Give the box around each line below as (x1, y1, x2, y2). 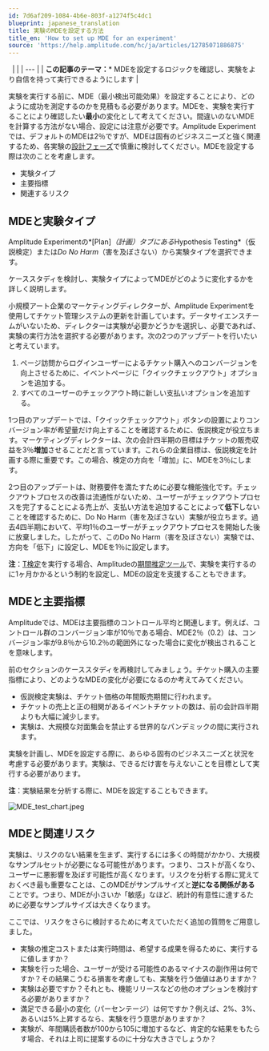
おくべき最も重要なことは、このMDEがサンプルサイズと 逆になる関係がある (8, 880, 255, 889)
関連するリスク (19, 189, 70, 199)
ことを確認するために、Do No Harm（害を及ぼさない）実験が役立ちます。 (8, 511, 252, 521)
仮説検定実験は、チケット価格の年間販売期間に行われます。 (19, 692, 216, 701)
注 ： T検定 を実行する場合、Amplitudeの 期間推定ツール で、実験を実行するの (8, 559, 257, 568)
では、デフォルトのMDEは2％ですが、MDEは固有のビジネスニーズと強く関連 (8, 131, 261, 141)
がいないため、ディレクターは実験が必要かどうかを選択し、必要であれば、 (14, 321, 260, 331)
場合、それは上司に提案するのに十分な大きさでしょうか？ (26, 1033, 217, 1043)
